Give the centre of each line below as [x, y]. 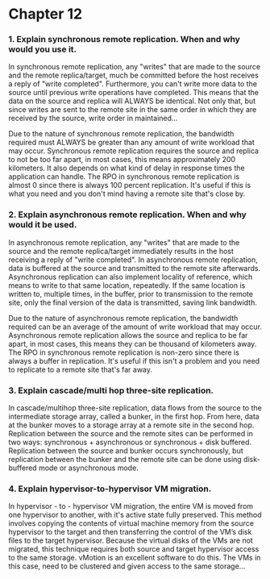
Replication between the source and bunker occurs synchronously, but [126, 451]
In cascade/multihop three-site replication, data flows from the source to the [135, 408]
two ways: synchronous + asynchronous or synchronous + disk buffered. [130, 442]
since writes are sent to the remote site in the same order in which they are [133, 110]
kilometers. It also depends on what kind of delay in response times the [127, 168]
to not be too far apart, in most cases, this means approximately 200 [122, 160]
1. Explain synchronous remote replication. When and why [124, 40]
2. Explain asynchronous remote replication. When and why [128, 215]
